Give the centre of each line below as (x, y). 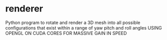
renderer (24, 9)
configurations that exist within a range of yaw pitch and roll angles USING (84, 27)
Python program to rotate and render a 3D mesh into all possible (73, 22)
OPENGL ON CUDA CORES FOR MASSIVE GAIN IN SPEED (66, 33)
